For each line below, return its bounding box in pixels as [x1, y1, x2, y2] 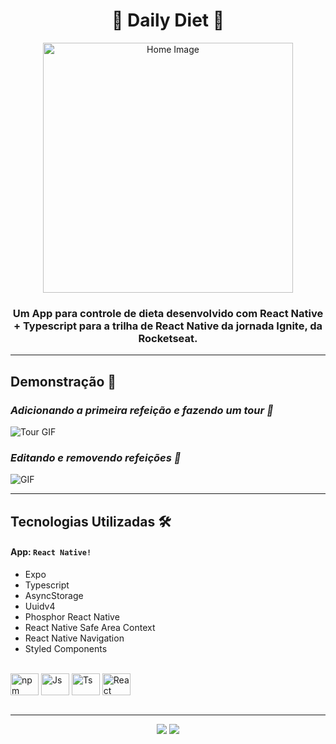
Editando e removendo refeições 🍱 [10, 450, 182, 464]
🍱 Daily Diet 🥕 [111, 9, 225, 32]
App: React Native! [10, 546, 92, 558]
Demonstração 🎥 [10, 373, 117, 390]
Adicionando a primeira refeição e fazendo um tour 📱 [10, 403, 274, 417]
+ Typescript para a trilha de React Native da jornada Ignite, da [13, 319, 323, 333]
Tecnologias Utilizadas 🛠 [10, 513, 172, 530]
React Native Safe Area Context [24, 621, 156, 633]
